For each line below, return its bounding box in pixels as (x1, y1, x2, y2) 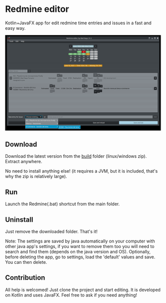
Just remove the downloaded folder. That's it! (5, 228, 98, 234)
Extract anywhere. (5, 159, 42, 165)
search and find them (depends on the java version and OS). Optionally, (5, 248, 151, 254)
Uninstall (5, 215, 34, 224)
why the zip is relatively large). (5, 174, 68, 180)
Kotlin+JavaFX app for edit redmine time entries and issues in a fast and (5, 20, 152, 26)
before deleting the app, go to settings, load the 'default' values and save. (5, 254, 156, 260)
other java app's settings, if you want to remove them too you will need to (5, 243, 155, 249)
